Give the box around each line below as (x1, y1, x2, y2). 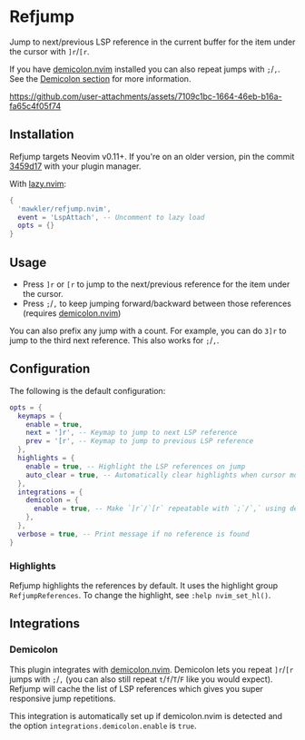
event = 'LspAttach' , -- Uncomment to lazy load (17, 212, 205, 222)
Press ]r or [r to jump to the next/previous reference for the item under (22, 279, 290, 290)
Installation (9, 127, 74, 143)
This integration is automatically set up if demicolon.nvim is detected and (9, 710, 283, 721)
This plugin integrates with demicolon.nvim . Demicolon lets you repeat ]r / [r (9, 664, 294, 675)
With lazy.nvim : (9, 178, 66, 189)
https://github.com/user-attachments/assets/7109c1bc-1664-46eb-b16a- (9, 91, 282, 102)
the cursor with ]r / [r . (9, 45, 90, 56)
